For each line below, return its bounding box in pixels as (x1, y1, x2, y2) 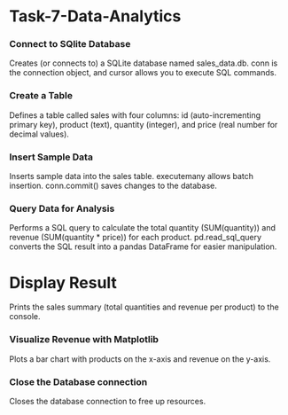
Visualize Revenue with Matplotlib (9, 333, 160, 346)
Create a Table (9, 90, 74, 102)
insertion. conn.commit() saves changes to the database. (9, 180, 217, 192)
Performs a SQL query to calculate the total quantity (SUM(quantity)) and (9, 223, 276, 233)
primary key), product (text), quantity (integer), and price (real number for (9, 119, 278, 129)
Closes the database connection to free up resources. (9, 395, 206, 406)
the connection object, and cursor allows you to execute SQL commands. (9, 67, 277, 78)
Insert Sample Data (9, 151, 93, 163)
